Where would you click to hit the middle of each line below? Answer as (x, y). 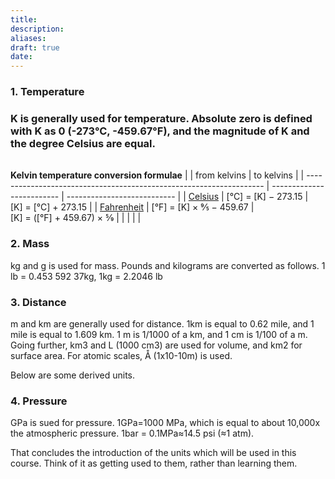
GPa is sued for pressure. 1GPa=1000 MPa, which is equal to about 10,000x (165, 423)
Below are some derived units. (73, 375)
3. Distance (38, 302)
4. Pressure (39, 401)
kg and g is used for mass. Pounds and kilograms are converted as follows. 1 (168, 265)
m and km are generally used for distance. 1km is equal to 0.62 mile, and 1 (162, 323)
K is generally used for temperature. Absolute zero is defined (161, 118)
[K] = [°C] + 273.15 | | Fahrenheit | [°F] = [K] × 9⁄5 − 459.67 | (132, 207)
